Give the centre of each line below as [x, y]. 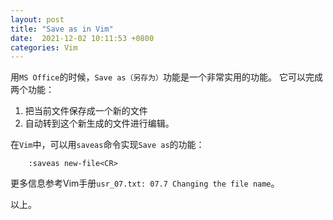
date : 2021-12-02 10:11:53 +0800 [82, 38]
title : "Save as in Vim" [62, 29]
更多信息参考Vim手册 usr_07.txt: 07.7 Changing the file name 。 [145, 183]
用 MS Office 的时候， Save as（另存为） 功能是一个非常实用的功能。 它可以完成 [166, 77]
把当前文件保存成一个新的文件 [86, 111]
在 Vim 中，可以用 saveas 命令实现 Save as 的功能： [107, 145]
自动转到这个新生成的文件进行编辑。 [99, 123]
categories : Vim [44, 47]
